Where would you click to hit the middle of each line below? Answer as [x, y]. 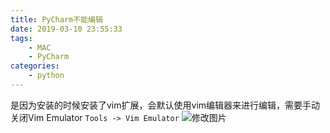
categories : [35, 66]
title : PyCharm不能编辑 [56, 19]
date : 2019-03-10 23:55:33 [66, 29]
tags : [21, 38]
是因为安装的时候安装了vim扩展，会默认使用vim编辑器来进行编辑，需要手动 [165, 105]
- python [46, 76]
